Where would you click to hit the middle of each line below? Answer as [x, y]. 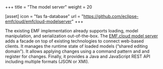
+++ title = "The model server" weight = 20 [49, 7]
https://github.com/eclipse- [111, 16]
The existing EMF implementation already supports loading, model [71, 31]
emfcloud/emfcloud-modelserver [38, 21]
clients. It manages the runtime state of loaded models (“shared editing [76, 46]
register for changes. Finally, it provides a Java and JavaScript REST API [78, 56]
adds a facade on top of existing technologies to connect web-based [74, 41]
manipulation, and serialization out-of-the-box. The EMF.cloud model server [81, 36]
